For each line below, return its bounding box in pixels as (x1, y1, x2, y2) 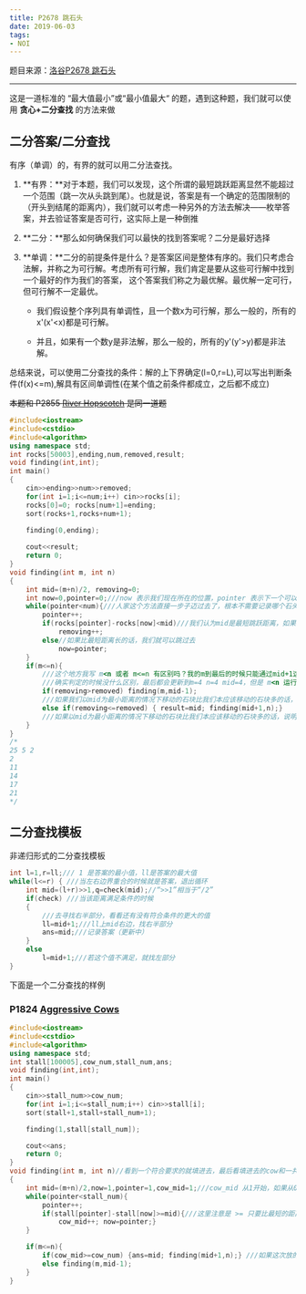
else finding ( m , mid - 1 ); (42, 1259, 132, 1268)
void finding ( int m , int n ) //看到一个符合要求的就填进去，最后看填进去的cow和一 (9, 1166, 292, 1176)
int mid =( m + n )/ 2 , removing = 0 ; (25, 585, 141, 594)
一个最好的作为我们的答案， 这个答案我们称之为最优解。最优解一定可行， (22, 274, 297, 285)
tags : (9, 30, 30, 39)
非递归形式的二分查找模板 (9, 850, 106, 862)
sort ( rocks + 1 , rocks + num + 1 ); (25, 509, 132, 518)
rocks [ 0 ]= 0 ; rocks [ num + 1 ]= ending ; (25, 501, 157, 510)
